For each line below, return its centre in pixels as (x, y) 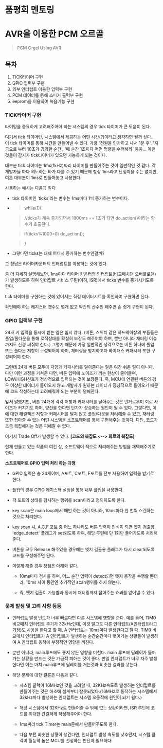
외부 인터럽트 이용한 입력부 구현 (42, 89)
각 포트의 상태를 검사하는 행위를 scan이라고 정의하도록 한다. (69, 500)
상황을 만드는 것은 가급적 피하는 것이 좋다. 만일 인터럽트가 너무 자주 (85, 658)
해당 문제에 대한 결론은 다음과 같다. (45, 675)
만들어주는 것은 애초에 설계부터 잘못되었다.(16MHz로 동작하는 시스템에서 (88, 691)
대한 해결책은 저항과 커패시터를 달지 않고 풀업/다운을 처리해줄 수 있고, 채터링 (82, 413)
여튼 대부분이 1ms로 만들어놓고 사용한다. (43, 178)
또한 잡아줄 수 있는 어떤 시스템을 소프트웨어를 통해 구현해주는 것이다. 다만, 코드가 (81, 420)
